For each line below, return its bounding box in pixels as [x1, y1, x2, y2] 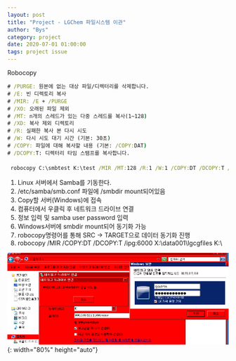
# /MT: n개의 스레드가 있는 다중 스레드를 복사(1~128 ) [7, 112, 147, 119]
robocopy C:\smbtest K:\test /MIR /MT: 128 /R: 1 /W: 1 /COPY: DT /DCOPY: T [10, 164, 225, 171]
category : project [7, 34, 61, 41]
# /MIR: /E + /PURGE [7, 98, 68, 105]
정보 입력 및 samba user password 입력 [17, 213, 129, 221]
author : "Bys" [7, 26, 49, 33]
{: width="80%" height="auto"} [7, 345, 98, 354]
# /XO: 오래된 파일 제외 [7, 105, 70, 112]
